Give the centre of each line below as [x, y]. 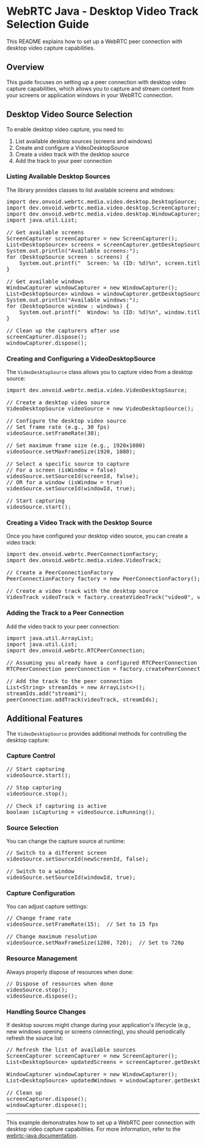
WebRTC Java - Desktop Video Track [102, 11]
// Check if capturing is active [57, 806]
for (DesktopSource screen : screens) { [68, 257]
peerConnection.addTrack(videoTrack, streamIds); [82, 699]
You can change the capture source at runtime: [66, 841]
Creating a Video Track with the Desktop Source [79, 523]
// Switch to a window [40, 871]
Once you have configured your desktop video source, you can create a [97, 536]
